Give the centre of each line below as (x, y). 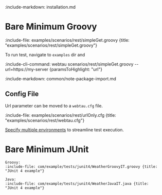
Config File (22, 94)
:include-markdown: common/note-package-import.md (61, 79)
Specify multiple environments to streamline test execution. (64, 130)
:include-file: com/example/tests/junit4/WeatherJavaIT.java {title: (77, 184)
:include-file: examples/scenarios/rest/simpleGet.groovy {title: (67, 40)
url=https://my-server (27, 69)
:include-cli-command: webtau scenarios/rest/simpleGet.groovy (69, 64)
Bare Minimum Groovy (51, 27)
